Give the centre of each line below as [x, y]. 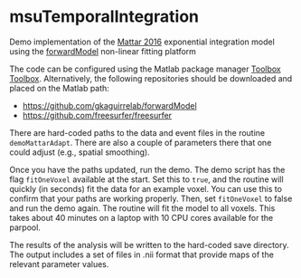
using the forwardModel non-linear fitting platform [103, 51]
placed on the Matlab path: [60, 88]
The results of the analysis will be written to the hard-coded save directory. [149, 244]
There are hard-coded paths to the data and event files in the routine [137, 132]
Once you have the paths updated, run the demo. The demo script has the [147, 169]
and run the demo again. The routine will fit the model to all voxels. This [142, 208]
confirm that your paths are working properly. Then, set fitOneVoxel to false [151, 198]
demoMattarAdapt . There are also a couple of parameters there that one [141, 142]
